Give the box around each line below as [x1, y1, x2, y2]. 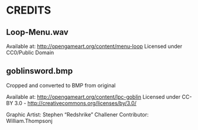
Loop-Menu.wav [6, 27, 69, 37]
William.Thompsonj [6, 117, 53, 124]
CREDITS [6, 4, 51, 17]
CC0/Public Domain [6, 49, 54, 56]
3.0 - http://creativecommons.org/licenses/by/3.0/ [14, 99, 137, 106]
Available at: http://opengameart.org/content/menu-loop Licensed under [6, 43, 183, 50]
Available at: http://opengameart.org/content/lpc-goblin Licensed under [6, 93, 181, 100]
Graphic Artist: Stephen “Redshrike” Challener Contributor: [6, 110, 149, 118]
